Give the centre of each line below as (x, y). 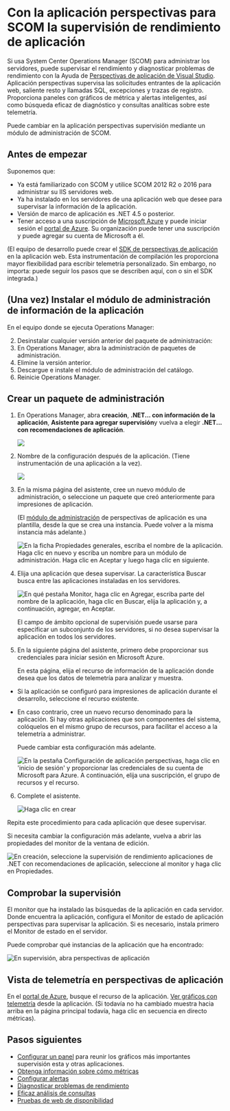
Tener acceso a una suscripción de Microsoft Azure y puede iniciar (112, 221)
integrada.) (23, 278)
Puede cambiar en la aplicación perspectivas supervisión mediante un (106, 125)
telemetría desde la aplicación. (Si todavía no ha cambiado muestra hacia (111, 1004)
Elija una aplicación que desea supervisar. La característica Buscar (112, 573)
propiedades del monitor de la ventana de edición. (78, 843)
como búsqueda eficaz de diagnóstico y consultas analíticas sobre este (108, 105)
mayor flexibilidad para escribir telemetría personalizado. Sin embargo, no (112, 264)
